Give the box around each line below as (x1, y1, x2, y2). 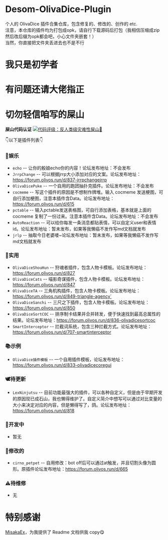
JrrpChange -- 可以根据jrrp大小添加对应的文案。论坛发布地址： (12, 171, 141, 177)
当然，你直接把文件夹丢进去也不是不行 (5, 39, 84, 46)
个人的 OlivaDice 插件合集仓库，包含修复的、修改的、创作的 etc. (5, 21, 138, 27)
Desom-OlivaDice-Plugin (5, 4, 111, 15)
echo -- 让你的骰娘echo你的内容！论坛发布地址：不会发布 (12, 165, 131, 171)
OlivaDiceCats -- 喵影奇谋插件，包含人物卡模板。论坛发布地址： (12, 276, 145, 282)
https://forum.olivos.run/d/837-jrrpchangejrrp (12, 177, 107, 183)
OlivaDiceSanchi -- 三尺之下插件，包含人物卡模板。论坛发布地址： (12, 299, 149, 305)
